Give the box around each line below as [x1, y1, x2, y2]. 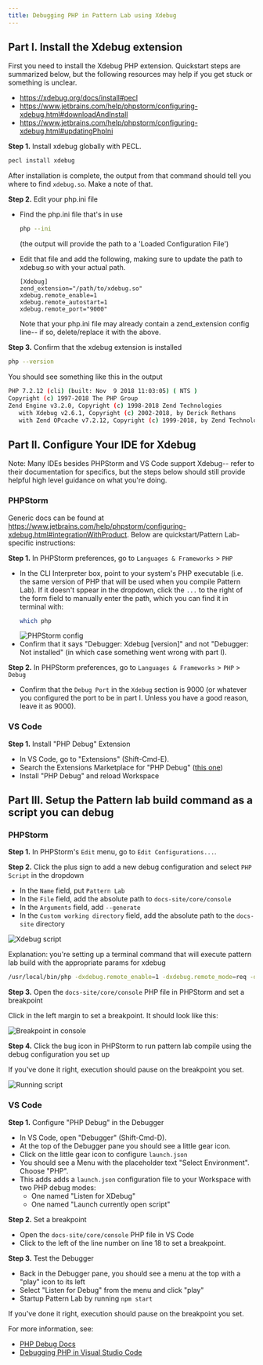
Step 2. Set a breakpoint [8, 1214, 88, 1224]
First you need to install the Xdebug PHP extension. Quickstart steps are [8, 61, 241, 71]
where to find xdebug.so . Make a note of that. [8, 180, 153, 189]
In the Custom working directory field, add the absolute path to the [19, 911, 235, 920]
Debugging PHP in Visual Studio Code [19, 1347, 142, 1357]
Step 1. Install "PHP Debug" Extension [8, 739, 131, 748]
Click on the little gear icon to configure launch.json [19, 1149, 188, 1159]
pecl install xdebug [8, 157, 76, 165]
